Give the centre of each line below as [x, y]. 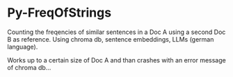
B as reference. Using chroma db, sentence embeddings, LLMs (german [111, 39]
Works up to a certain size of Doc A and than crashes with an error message [116, 60]
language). [23, 46]
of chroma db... [29, 67]
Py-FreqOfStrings [59, 13]
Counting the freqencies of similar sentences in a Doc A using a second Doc [116, 32]
